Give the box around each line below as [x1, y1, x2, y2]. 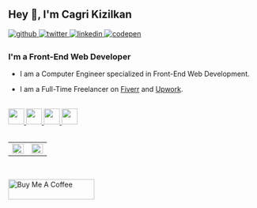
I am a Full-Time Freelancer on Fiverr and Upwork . [19, 85, 183, 94]
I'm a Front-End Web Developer [8, 51, 131, 62]
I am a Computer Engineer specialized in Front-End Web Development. [19, 69, 250, 79]
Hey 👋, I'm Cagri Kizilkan [8, 8, 132, 21]
